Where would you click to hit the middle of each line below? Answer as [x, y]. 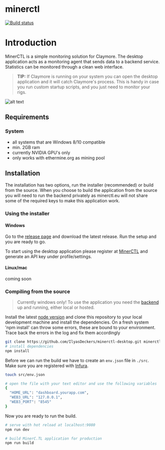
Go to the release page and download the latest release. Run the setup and [81, 236]
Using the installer [27, 214]
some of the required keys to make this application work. [63, 201]
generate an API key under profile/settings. [49, 256]
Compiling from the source [38, 291]
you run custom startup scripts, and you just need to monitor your [83, 87]
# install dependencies [29, 346]
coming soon [18, 279]
